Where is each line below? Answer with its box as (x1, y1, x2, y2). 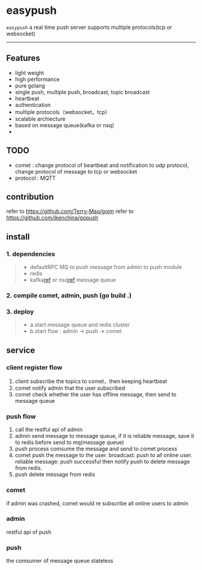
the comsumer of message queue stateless (6, 557, 114, 565)
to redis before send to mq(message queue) (14, 439, 124, 446)
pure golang (14, 82, 45, 89)
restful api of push (6, 528, 52, 536)
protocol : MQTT (14, 174, 56, 182)
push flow (6, 412, 36, 420)
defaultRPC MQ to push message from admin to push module (29, 264, 182, 271)
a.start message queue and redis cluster (29, 321, 130, 329)
